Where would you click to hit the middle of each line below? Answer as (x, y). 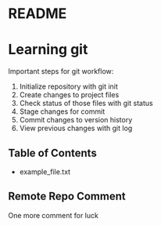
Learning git (48, 50)
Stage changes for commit (62, 111)
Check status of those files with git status (86, 104)
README (38, 14)
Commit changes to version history (76, 120)
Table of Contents (53, 153)
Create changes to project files (69, 95)
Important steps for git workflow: (61, 71)
